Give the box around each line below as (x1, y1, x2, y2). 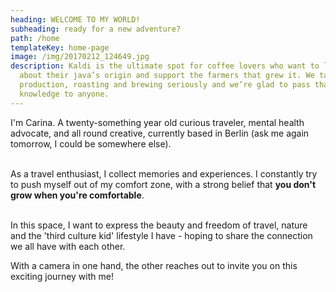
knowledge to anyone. (19, 89, 110, 99)
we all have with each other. (10, 240, 126, 252)
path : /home (10, 33, 60, 43)
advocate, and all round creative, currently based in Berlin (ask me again (10, 127, 310, 139)
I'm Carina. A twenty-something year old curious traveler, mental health (10, 116, 305, 128)
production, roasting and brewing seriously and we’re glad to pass (19, 80, 311, 90)
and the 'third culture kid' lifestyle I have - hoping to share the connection (10, 229, 313, 241)
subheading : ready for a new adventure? (10, 24, 182, 34)
